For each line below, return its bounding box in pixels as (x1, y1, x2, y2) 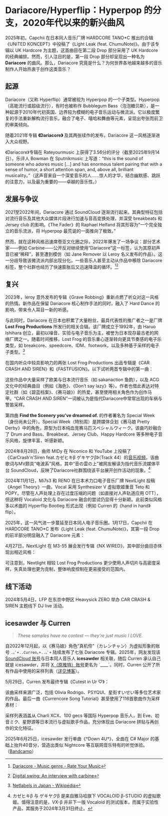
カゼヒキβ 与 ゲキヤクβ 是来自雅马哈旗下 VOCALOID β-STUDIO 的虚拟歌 (12, 792, 161, 798)
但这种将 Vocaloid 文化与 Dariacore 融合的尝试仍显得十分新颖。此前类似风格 (5, 496, 162, 502)
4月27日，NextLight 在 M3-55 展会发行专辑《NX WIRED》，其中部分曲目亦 (5, 543, 158, 549)
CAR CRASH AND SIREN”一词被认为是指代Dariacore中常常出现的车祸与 (15, 395, 162, 401)
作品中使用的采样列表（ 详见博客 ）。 (9, 668, 82, 674)
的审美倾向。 (5, 121, 31, 127)
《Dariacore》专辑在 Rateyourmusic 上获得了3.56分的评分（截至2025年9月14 (5, 149, 160, 155)
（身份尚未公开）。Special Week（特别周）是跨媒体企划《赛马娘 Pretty (5, 419, 150, 425)
